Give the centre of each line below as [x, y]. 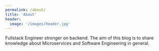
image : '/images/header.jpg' [40, 24]
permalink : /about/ [26, 10]
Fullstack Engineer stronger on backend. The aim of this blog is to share [79, 38]
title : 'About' [21, 14]
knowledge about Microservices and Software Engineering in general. [77, 43]
